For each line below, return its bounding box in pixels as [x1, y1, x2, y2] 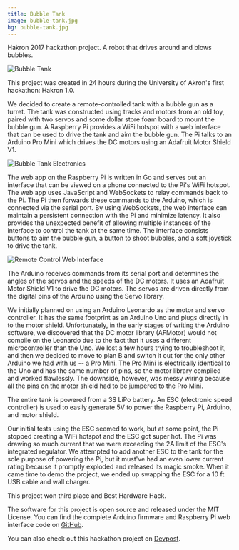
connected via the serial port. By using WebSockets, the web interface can [7, 204, 227, 212]
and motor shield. [7, 411, 59, 419]
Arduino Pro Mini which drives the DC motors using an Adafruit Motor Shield [7, 138, 232, 146]
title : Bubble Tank [7, 10, 66, 18]
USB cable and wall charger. [7, 478, 91, 486]
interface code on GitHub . [7, 521, 84, 529]
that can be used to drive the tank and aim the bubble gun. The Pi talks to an [7, 130, 232, 139]
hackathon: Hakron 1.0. [7, 86, 75, 95]
